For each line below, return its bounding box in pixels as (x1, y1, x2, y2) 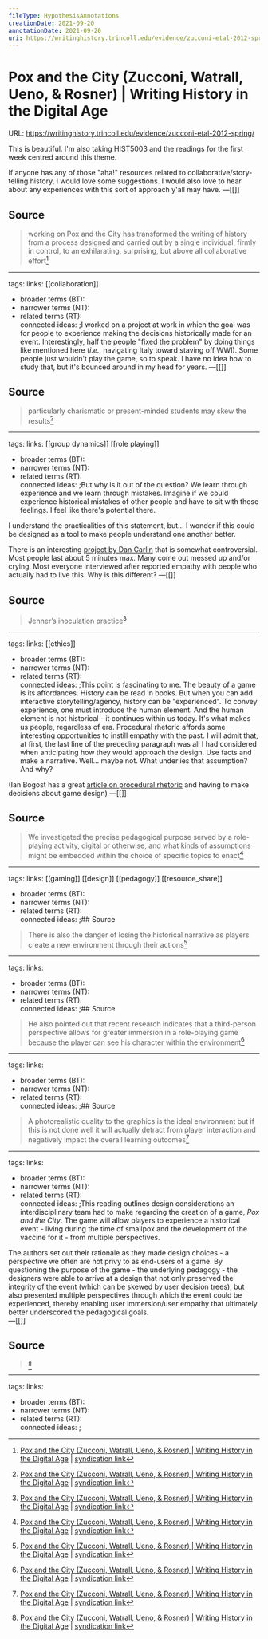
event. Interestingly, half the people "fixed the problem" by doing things (19, 337, 255, 346)
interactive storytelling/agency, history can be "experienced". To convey (19, 696, 258, 706)
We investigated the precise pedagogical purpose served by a (27, 833, 233, 842)
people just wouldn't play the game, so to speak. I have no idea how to (19, 353, 252, 363)
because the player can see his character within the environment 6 (27, 1036, 245, 1047)
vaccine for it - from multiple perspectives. (19, 1233, 161, 1243)
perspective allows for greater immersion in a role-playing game (27, 1027, 239, 1037)
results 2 (27, 415, 54, 426)
